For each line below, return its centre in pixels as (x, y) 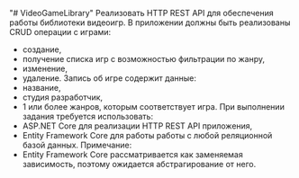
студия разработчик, (63, 97)
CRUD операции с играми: (60, 32)
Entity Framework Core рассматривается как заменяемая (132, 155)
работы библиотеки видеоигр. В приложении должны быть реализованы (150, 22)
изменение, (45, 68)
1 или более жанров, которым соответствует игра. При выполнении (154, 107)
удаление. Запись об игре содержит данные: (109, 78)
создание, (42, 49)
